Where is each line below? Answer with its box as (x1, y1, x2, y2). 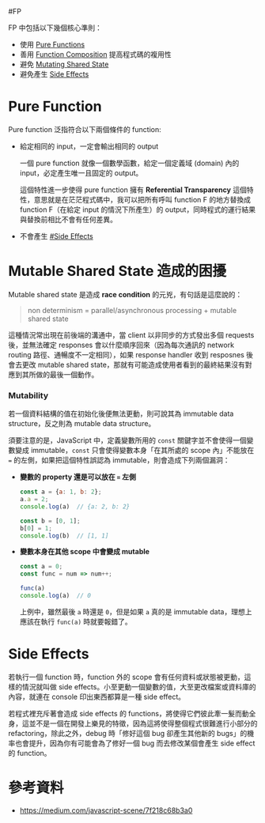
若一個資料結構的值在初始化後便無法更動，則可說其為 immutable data (8, 409, 234, 418)
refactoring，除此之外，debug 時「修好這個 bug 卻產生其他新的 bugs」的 (8, 728, 248, 738)
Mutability (8, 390, 49, 401)
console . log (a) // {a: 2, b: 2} (19, 502, 131, 511)
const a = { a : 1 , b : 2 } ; (19, 488, 102, 496)
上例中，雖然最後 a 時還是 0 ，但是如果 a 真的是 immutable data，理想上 (19, 606, 252, 616)
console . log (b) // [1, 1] (19, 531, 109, 540)
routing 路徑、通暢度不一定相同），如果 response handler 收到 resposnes (8, 349, 245, 359)
